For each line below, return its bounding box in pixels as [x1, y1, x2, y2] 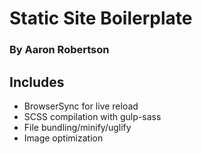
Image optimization [23, 132, 104, 144]
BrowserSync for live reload [23, 100, 139, 112]
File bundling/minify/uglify [23, 121, 132, 133]
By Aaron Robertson [9, 43, 110, 57]
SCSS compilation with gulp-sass [23, 110, 162, 122]
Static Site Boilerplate [9, 7, 193, 30]
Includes [9, 73, 65, 91]
